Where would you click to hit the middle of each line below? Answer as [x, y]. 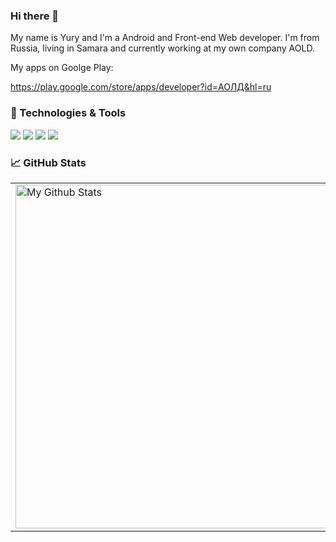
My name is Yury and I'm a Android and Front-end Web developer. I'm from [165, 38]
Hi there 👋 [35, 16]
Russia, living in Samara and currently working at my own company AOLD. [162, 48]
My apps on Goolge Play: [62, 68]
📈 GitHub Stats [48, 162]
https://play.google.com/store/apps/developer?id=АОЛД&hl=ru [141, 87]
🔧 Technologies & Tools [68, 113]
